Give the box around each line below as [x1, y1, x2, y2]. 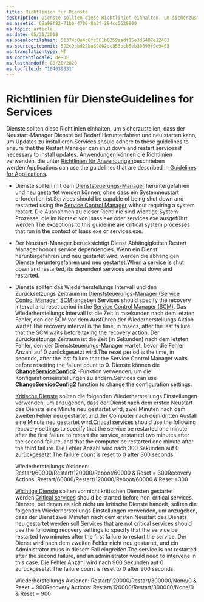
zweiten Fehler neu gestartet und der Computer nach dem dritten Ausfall [15, 412, 197, 420]
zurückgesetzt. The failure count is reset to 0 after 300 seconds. [15, 451, 175, 458]
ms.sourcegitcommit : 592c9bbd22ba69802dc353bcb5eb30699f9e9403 [6, 43, 170, 49]
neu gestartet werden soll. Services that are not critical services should [15, 520, 192, 528]
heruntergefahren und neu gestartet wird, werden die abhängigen [15, 253, 180, 260]
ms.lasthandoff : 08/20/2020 [6, 60, 78, 66]
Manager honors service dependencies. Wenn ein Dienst [15, 246, 158, 253]
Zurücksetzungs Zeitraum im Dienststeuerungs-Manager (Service [15, 290, 180, 298]
